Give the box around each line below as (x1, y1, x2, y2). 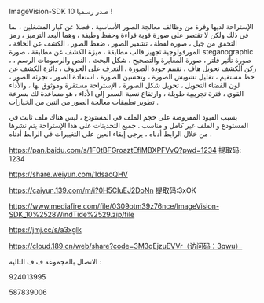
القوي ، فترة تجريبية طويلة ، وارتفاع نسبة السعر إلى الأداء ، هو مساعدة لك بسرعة (9, 89, 244, 98)
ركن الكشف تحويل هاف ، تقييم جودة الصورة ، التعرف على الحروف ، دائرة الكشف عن (9, 64, 257, 73)
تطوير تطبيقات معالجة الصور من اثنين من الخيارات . (9, 98, 159, 106)
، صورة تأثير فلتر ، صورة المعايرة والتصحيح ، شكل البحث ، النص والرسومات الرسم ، (9, 55, 252, 65)
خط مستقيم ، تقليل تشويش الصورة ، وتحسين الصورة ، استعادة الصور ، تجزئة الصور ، (9, 72, 255, 81)
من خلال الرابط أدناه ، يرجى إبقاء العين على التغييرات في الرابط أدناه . (9, 129, 213, 139)
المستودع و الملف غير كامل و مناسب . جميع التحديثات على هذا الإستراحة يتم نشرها (9, 121, 249, 130)
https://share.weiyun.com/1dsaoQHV (9, 169, 128, 179)
